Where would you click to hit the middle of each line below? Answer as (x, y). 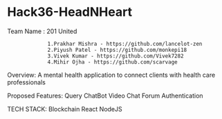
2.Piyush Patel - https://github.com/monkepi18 (117, 50)
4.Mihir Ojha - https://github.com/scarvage (112, 62)
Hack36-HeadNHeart (70, 12)
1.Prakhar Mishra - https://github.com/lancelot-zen (125, 44)
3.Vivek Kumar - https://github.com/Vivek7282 (116, 56)
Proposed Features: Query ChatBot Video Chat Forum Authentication (105, 95)
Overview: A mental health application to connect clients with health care (111, 75)
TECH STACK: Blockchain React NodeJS (65, 109)
